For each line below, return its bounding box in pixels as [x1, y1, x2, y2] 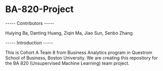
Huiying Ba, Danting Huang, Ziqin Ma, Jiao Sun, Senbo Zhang [5, 30, 133, 36]
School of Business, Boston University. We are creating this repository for [5, 54, 158, 61]
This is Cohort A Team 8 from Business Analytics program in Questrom [5, 49, 152, 55]
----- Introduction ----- [5, 39, 53, 46]
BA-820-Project [5, 4, 74, 15]
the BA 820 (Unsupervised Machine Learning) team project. [5, 60, 130, 66]
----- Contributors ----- [5, 20, 55, 26]
